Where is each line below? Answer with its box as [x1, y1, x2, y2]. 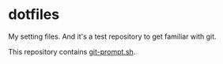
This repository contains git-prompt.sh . [8, 47, 136, 56]
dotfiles [8, 6, 60, 24]
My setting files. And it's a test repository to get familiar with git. [8, 32, 217, 41]
